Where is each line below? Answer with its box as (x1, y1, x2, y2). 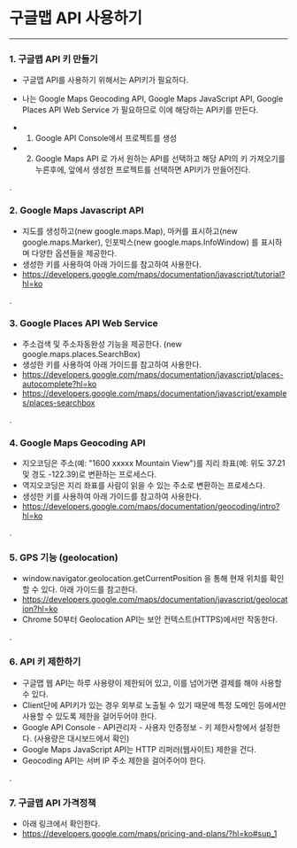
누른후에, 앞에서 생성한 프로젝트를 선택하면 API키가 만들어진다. (34, 165, 251, 175)
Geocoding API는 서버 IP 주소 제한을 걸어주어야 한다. (21, 755, 206, 766)
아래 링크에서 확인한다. (21, 819, 101, 829)
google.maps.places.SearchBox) (21, 348, 141, 359)
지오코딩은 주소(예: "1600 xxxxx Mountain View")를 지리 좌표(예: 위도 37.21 (21, 458, 286, 469)
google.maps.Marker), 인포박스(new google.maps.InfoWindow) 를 (21, 237, 259, 247)
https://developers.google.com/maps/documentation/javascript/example (21, 387, 287, 399)
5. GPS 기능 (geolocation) (9, 551, 118, 564)
